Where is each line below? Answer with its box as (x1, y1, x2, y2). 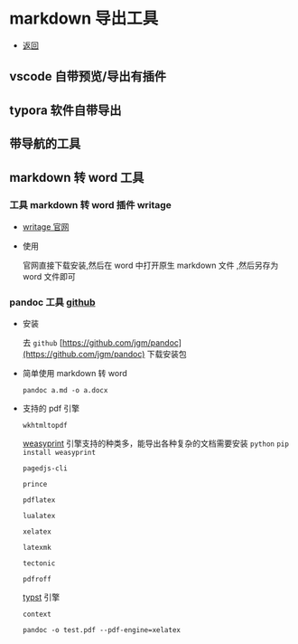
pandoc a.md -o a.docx (22, 386, 108, 395)
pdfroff (22, 575, 51, 584)
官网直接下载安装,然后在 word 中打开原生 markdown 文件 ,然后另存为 (22, 260, 279, 270)
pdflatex (22, 496, 56, 505)
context (22, 610, 51, 620)
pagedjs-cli (22, 464, 68, 473)
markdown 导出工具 (9, 8, 159, 29)
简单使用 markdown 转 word (22, 368, 128, 379)
